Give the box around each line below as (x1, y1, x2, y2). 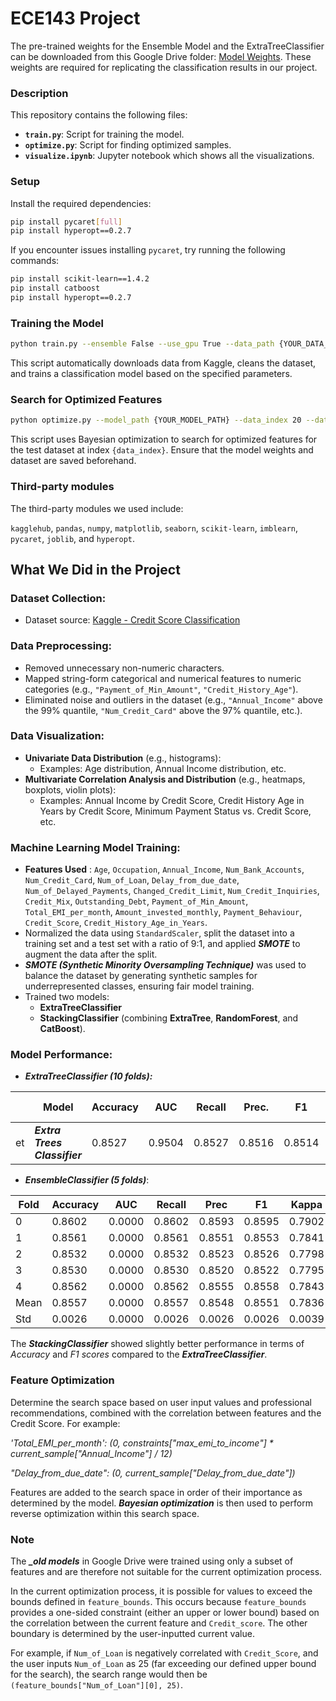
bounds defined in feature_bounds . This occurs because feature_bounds (10, 1596, 307, 1608)
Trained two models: (24, 991, 110, 1003)
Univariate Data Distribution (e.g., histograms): (24, 752, 222, 764)
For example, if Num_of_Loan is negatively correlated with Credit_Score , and (10, 1647, 319, 1659)
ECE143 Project (10, 7, 141, 30)
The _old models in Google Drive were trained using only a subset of (10, 1555, 294, 1567)
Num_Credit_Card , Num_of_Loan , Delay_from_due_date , (24, 874, 240, 886)
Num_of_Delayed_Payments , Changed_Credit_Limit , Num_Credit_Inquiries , (24, 885, 320, 897)
